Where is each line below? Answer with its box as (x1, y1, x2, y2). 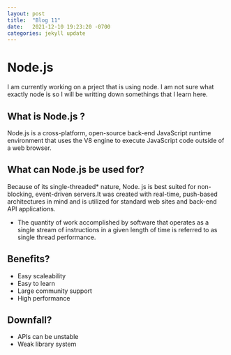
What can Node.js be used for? (7, 164, 144, 176)
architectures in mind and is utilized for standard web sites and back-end (7, 197, 217, 206)
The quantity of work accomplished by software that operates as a (17, 218, 209, 227)
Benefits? (7, 253, 50, 265)
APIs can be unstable (17, 333, 79, 341)
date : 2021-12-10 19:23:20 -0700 (7, 23, 111, 30)
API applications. (7, 204, 56, 213)
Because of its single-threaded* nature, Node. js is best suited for (7, 182, 197, 190)
